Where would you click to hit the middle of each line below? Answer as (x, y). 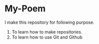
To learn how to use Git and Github (47, 37)
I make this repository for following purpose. (49, 22)
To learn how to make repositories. (47, 32)
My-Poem (25, 9)
